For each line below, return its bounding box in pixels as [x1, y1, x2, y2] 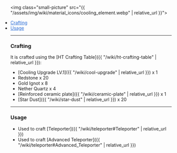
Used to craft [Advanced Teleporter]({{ [17, 136, 100, 142]
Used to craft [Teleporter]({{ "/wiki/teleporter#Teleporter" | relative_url [17, 125, 167, 132]
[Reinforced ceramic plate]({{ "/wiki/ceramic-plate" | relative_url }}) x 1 [17, 91, 166, 97]
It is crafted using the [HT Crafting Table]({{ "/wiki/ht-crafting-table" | [10, 54, 157, 60]
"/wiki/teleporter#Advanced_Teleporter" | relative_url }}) [17, 142, 136, 148]
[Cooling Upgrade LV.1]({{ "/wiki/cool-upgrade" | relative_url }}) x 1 [17, 69, 158, 75]
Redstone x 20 [17, 75, 49, 81]
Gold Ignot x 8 [17, 80, 48, 86]
